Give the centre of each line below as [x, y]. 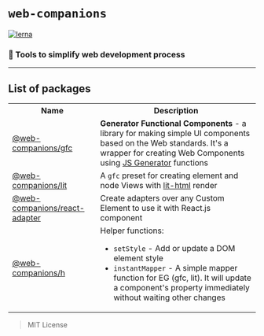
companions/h [38, 273]
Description [176, 111]
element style [138, 258]
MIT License [48, 325]
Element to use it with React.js [155, 209]
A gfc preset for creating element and [169, 175]
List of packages [50, 89]
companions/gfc [42, 148]
